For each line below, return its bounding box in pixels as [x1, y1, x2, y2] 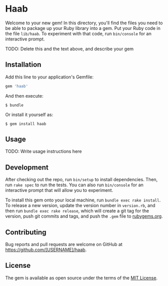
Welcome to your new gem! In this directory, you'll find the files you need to [5, 20, 163, 26]
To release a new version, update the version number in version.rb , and [5, 202, 156, 209]
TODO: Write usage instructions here [5, 148, 82, 154]
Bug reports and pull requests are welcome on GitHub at [5, 241, 123, 248]
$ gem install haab [5, 121, 47, 127]
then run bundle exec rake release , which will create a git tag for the [5, 208, 149, 214]
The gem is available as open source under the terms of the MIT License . [5, 274, 158, 281]
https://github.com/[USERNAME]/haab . [5, 247, 87, 253]
